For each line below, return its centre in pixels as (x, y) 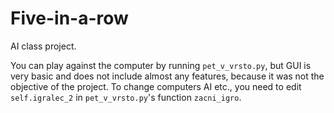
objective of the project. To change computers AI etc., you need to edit (156, 86)
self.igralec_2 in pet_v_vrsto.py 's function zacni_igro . (126, 97)
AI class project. (43, 46)
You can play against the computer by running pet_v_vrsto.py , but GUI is (161, 65)
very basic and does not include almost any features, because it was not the (167, 76)
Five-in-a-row (69, 18)
